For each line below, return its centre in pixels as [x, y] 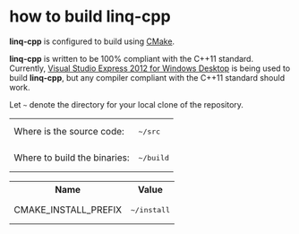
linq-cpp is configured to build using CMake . [92, 41]
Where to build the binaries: [72, 158]
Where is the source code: [69, 132]
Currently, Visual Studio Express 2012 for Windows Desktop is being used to [150, 68]
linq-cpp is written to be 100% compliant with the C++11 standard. [131, 58]
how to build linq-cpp [90, 17]
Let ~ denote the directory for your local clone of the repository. [127, 104]
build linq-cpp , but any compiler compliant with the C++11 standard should [147, 77]
